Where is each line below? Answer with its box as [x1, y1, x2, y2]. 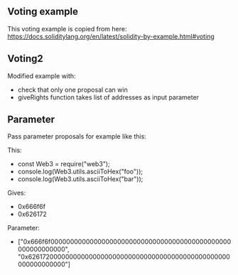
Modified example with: [7, 71, 76, 80]
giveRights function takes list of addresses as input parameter [17, 92, 200, 102]
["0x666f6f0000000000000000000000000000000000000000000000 [17, 237, 232, 246]
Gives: [7, 188, 26, 198]
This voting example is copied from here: [7, 24, 127, 33]
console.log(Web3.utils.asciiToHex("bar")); [17, 175, 144, 183]
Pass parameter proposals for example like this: [7, 132, 147, 141]
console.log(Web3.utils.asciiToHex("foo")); [17, 167, 144, 176]
